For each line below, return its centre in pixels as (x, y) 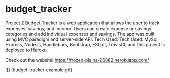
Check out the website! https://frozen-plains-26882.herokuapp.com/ (77, 60)
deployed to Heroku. (27, 50)
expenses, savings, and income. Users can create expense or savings (78, 28)
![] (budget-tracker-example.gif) (39, 70)
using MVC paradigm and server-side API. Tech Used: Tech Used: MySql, (82, 39)
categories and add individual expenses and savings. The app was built (80, 34)
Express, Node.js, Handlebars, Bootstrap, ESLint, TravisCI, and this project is (85, 44)
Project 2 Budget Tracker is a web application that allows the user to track (82, 23)
